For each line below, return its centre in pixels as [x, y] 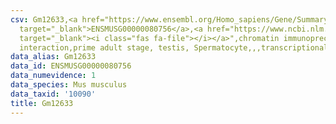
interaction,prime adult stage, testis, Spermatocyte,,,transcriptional [174, 47]
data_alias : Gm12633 [53, 57]
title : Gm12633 [42, 103]
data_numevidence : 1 [53, 76]
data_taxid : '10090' [53, 94]
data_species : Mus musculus [69, 85]
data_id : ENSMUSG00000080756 [71, 66]
